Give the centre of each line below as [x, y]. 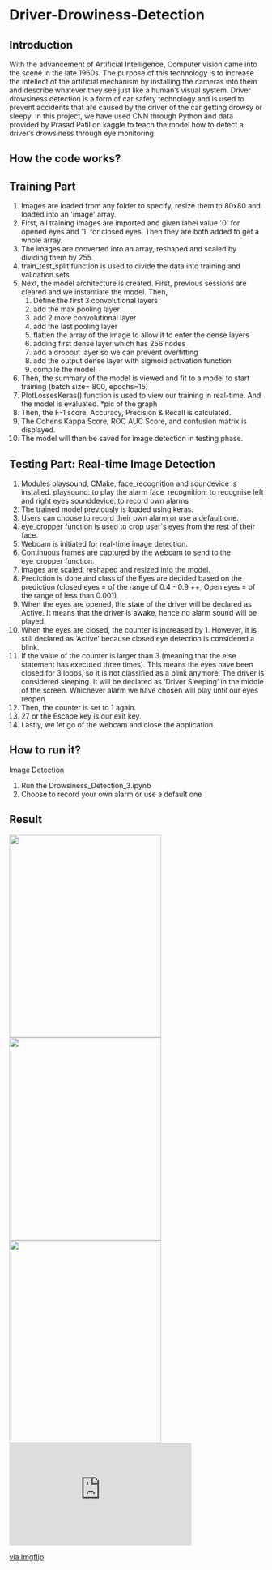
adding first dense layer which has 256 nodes [109, 344]
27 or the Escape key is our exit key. [81, 716]
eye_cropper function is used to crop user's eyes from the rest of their [138, 527]
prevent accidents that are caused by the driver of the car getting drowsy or [136, 107]
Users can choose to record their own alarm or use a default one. [130, 518]
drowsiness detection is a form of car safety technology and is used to [127, 99]
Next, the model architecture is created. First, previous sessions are [134, 283]
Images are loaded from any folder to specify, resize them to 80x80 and [141, 206]
